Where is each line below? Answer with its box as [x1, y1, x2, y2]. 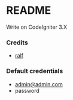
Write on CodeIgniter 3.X [6, 23, 68, 31]
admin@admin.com [14, 80, 63, 87]
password [14, 87, 40, 94]
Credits [6, 38, 28, 47]
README [6, 4, 51, 17]
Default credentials [6, 67, 63, 75]
